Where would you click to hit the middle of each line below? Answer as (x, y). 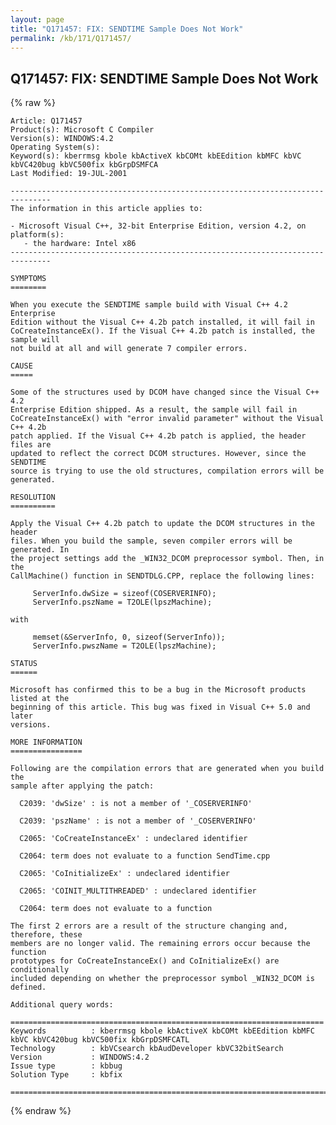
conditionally (40, 970)
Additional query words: (62, 1005)
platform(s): (37, 235)
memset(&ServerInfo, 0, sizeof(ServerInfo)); (129, 637)
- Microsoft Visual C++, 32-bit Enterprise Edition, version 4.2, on (158, 226)
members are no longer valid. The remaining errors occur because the (160, 944)
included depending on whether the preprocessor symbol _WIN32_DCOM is (162, 979)
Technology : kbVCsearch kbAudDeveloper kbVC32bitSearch (147, 1049)
